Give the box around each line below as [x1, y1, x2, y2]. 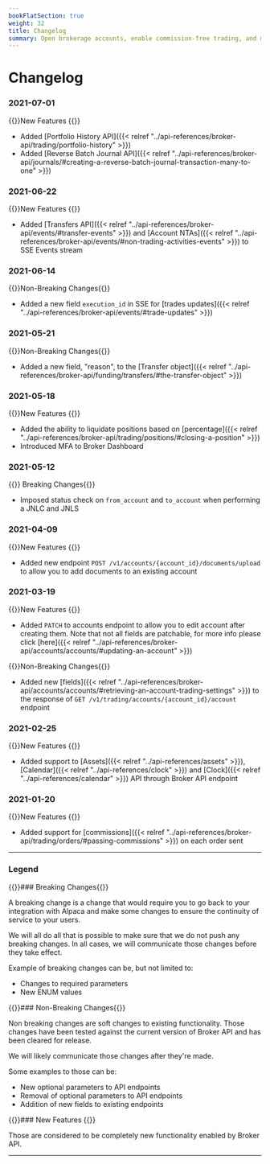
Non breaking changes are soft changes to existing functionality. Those [8, 1018, 245, 1028]
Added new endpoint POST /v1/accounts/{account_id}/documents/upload [19, 557, 261, 567]
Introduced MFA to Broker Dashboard [19, 441, 144, 450]
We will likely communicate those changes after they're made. [8, 1051, 215, 1060]
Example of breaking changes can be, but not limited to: [8, 963, 194, 973]
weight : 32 [8, 19, 45, 27]
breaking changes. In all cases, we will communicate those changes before [8, 939, 257, 948]
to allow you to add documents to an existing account [19, 566, 198, 576]
